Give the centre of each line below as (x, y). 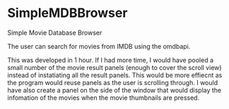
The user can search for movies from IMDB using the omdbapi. (99, 46)
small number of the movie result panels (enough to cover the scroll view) (114, 67)
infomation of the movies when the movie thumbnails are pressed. (104, 98)
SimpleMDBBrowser (67, 13)
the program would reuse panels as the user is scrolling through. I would (112, 82)
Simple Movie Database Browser (55, 33)
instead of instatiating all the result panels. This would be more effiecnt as (115, 75)
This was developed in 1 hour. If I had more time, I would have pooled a (111, 60)
